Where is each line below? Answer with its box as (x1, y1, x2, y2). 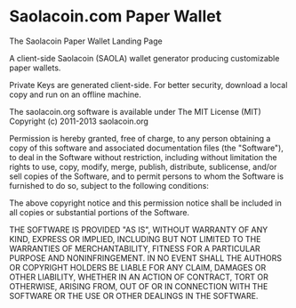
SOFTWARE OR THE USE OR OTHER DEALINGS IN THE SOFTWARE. (9, 290, 259, 301)
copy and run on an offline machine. (9, 89, 142, 100)
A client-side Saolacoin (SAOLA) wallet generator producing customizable (9, 53, 280, 63)
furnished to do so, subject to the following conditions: (9, 180, 209, 190)
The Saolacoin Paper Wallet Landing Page (9, 36, 163, 46)
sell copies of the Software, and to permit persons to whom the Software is (9, 171, 284, 182)
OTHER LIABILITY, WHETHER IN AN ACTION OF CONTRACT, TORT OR (9, 272, 268, 282)
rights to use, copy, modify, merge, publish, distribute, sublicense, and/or (9, 161, 277, 172)
